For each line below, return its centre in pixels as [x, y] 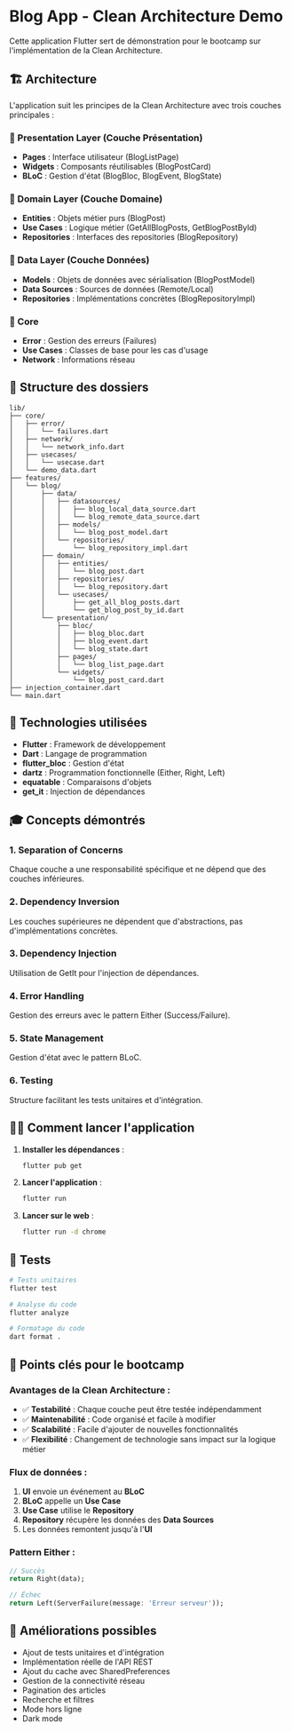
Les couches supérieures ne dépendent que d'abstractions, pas [126, 921]
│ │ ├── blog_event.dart [79, 641]
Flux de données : [48, 1472]
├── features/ [36, 478]
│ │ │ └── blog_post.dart [77, 571]
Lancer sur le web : [58, 1216]
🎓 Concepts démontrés [77, 820]
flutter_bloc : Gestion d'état [73, 763]
